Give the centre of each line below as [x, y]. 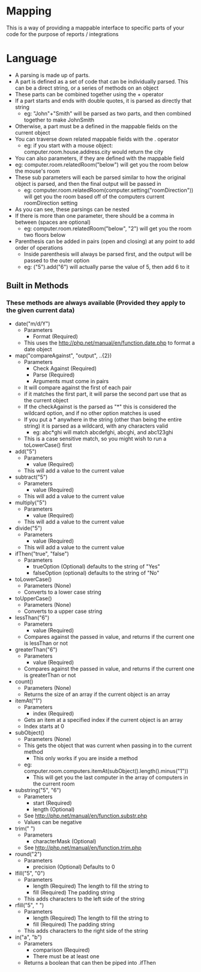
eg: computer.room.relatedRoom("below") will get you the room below [102, 164]
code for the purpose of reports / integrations [62, 34]
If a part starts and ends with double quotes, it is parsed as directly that [103, 100]
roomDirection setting [51, 203]
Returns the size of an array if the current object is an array [97, 694]
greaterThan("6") [36, 649]
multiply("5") [31, 502]
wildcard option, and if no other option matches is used [92, 413]
